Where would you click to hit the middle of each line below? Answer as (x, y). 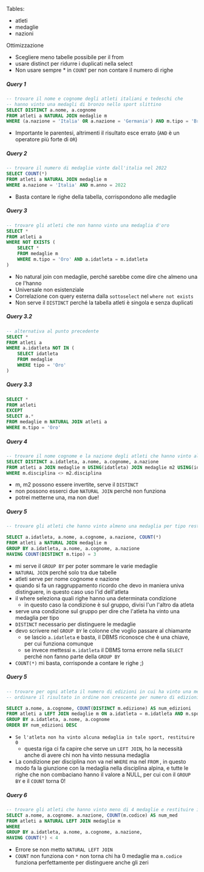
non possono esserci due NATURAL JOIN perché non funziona (90, 491)
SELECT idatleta (38, 354)
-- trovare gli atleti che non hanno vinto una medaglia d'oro (88, 225)
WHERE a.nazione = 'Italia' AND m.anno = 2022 (66, 185)
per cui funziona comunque (59, 643)
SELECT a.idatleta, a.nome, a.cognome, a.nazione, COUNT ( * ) (84, 537)
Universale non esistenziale (49, 289)
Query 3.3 (19, 385)
